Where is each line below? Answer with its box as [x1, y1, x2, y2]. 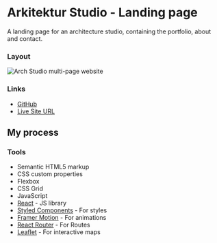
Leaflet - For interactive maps [16, 228, 101, 236]
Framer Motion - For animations [16, 214, 107, 222]
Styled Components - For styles [16, 206, 107, 214]
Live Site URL [16, 107, 55, 115]
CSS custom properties [16, 170, 84, 178]
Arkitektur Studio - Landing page [7, 5, 199, 20]
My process [7, 126, 59, 138]
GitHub [16, 100, 38, 108]
